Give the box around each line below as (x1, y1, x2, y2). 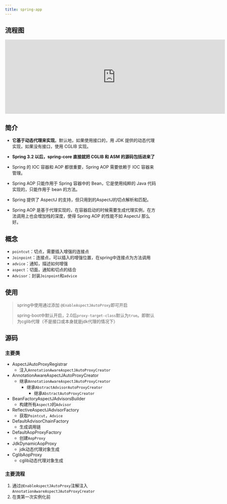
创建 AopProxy (19, 435, 46, 441)
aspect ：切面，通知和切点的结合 (12, 267, 77, 273)
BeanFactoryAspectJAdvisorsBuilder (12, 395, 86, 401)
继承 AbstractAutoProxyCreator (33, 390, 95, 396)
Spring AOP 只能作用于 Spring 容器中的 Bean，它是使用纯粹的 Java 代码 (12, 180, 156, 187)
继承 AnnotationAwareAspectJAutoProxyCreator (19, 378, 111, 384)
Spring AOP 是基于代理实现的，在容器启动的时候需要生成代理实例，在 (12, 207, 151, 213)
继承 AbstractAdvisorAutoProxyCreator (26, 384, 103, 390)
